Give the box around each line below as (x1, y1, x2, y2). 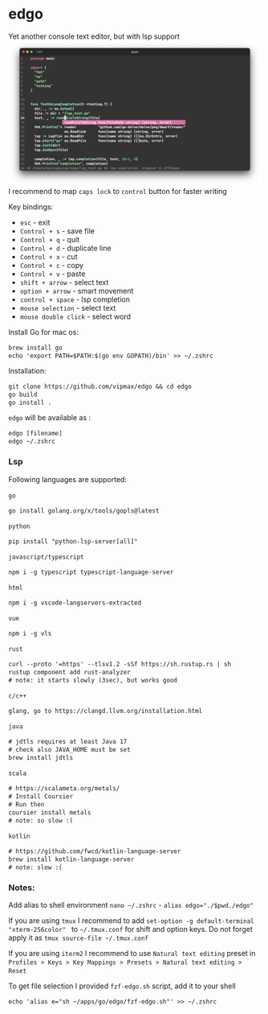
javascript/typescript (8, 553, 84, 561)
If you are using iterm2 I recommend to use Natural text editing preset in (8, 948, 256, 958)
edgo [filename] (8, 430, 63, 438)
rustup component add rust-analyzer (8, 668, 131, 676)
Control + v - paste (19, 269, 86, 278)
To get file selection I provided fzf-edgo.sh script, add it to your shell (8, 981, 236, 991)
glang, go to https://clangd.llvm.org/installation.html (8, 707, 203, 715)
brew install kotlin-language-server (8, 855, 135, 864)
